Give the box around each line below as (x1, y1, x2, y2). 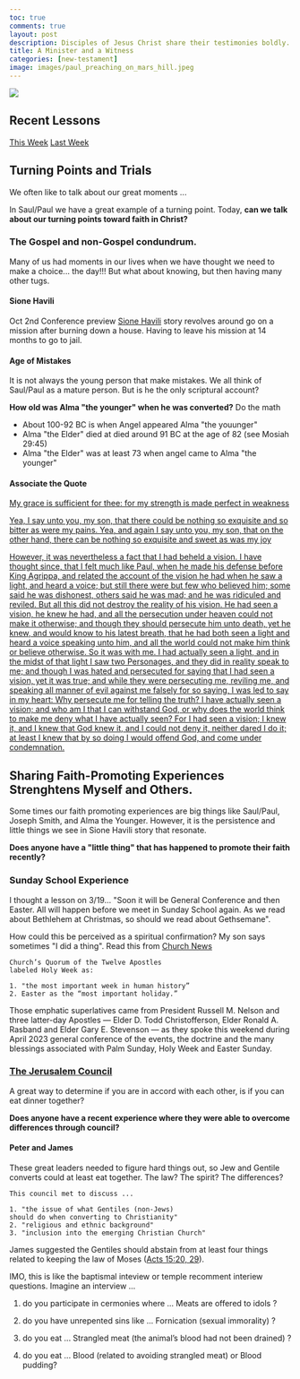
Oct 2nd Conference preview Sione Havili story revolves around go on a (9, 315, 274, 326)
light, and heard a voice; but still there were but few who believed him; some (9, 580, 291, 591)
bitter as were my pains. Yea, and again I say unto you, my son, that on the (9, 525, 284, 536)
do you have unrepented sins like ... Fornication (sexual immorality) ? (21, 1315, 276, 1326)
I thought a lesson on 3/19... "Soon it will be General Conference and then (9, 894, 280, 905)
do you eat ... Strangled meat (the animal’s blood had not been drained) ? (21, 1332, 292, 1344)
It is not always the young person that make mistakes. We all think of (9, 375, 262, 386)
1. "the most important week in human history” (9, 981, 191, 990)
